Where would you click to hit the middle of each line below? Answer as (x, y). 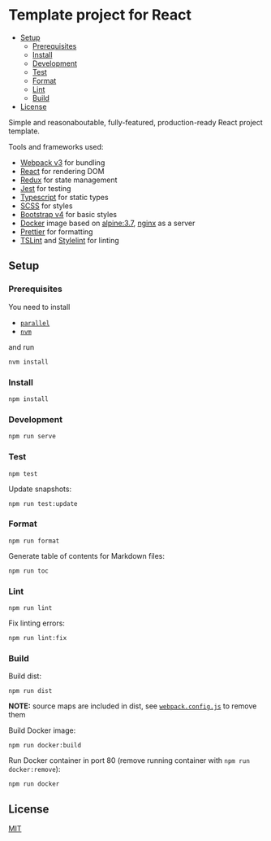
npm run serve (32, 437)
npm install (28, 399)
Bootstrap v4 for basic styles (69, 214)
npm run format (34, 541)
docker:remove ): (34, 769)
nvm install (28, 362)
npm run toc (28, 571)
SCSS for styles (46, 206)
